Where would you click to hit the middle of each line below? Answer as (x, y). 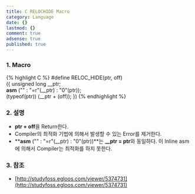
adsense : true (24, 39)
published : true (26, 45)
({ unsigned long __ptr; (34, 84)
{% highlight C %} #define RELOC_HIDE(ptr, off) (64, 78)
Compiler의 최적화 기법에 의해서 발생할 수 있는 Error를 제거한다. (88, 134)
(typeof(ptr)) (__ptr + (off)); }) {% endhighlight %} (66, 96)
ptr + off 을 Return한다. (42, 126)
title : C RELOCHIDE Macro (38, 11)
